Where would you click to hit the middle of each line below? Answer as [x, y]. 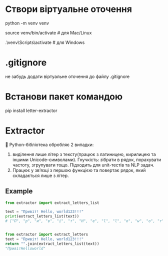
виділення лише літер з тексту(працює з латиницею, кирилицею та [84, 154]
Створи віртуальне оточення [69, 9]
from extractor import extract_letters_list [52, 203]
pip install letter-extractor [31, 110]
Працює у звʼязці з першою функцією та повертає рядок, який [79, 170]
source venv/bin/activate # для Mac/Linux [48, 32]
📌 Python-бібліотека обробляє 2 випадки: [49, 144]
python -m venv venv [27, 23]
